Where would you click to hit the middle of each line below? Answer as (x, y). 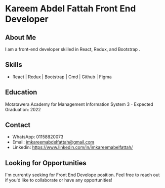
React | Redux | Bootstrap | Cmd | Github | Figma (62, 77)
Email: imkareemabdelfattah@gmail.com (53, 142)
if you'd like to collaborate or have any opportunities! (59, 180)
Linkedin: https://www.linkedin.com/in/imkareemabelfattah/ (73, 147)
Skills (14, 65)
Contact (18, 125)
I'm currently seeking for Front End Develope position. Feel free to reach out (82, 175)
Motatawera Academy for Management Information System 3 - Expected (79, 104)
